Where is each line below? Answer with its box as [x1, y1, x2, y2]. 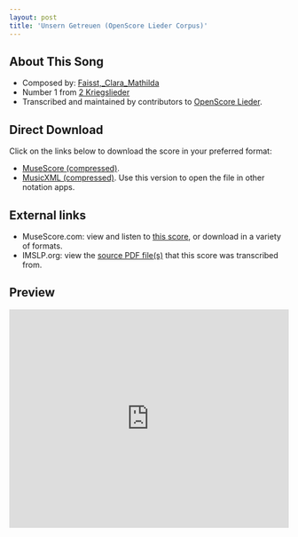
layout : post [9, 12, 58, 22]
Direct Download [9, 122, 104, 138]
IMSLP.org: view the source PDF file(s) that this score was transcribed [21, 249, 279, 260]
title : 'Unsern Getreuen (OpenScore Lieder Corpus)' [9, 21, 208, 30]
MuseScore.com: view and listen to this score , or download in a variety [21, 231, 282, 241]
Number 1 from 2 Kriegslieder [21, 87, 130, 98]
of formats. [21, 241, 63, 251]
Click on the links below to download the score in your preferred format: [9, 146, 272, 156]
